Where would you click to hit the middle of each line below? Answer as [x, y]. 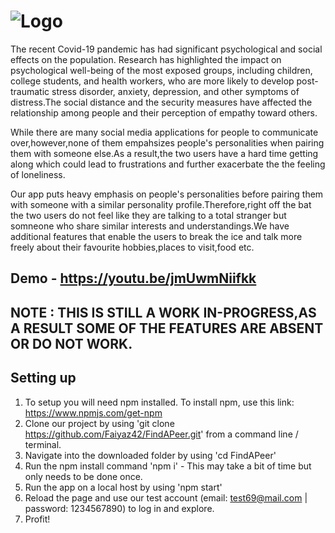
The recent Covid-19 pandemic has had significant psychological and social [166, 49]
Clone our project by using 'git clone [99, 423]
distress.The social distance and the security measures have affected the [161, 102]
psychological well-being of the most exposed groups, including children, [161, 70]
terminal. [43, 444]
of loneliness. [38, 174]
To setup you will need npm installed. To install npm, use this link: [159, 402]
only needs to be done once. [83, 476]
